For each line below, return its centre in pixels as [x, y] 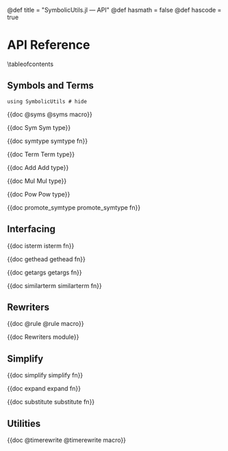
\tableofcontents [30, 64]
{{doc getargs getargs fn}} [45, 272]
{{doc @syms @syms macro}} [50, 114]
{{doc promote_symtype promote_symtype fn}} [74, 207]
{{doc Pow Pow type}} [39, 194]
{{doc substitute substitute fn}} [51, 402]
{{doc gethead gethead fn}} [46, 259]
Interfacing [31, 229]
